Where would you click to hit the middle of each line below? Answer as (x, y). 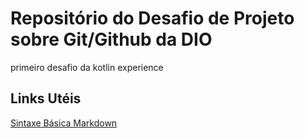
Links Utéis (46, 98)
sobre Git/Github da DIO (111, 39)
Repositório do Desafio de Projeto (152, 18)
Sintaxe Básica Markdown (64, 123)
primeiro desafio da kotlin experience (87, 67)
